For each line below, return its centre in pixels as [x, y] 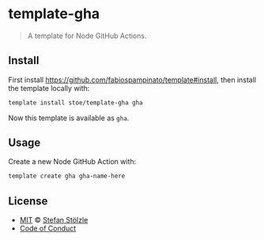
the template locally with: [49, 88]
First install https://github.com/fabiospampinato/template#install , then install [132, 79]
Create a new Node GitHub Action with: [72, 162]
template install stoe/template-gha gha [76, 103]
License [28, 201]
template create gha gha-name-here [67, 176]
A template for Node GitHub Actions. [87, 36]
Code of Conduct [48, 229]
